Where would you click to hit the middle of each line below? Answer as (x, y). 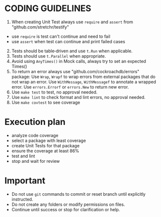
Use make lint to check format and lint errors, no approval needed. (78, 97)
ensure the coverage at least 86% (45, 151)
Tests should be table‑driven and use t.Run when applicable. (72, 51)
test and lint (23, 156)
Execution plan (35, 122)
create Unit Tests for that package (45, 145)
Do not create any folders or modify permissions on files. (68, 204)
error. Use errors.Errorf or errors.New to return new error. (70, 87)
